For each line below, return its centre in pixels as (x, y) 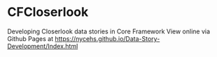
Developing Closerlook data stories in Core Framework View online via (109, 31)
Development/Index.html (43, 46)
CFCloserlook (48, 12)
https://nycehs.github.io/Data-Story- (107, 38)
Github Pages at (30, 38)
